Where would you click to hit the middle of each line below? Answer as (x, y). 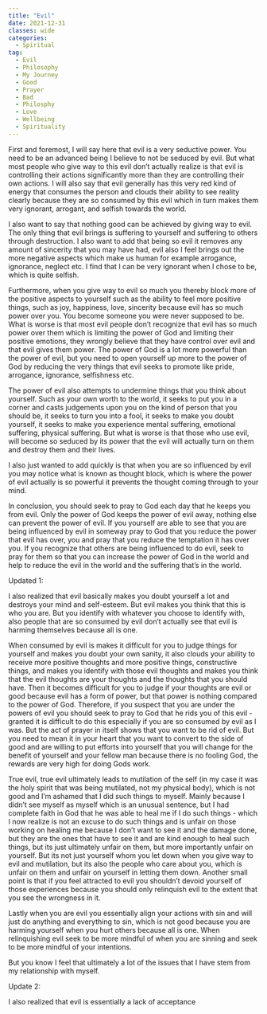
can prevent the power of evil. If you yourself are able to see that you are (128, 523)
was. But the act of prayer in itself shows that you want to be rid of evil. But (131, 730)
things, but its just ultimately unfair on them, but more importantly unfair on (131, 847)
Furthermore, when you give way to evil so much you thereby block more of (132, 290)
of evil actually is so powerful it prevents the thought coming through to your (133, 482)
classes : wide (32, 30)
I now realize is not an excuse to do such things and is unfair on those (122, 821)
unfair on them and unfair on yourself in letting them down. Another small (128, 872)
